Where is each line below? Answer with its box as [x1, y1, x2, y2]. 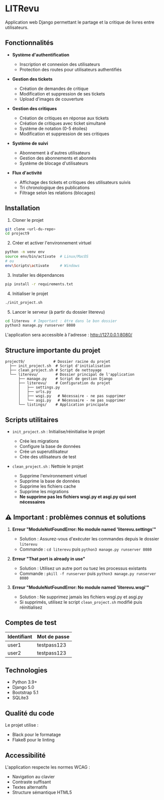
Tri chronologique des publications [19, 184, 90, 190]
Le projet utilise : [5, 722, 39, 728]
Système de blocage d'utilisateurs [19, 160, 89, 166]
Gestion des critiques [12, 105, 57, 111]
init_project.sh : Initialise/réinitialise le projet [12, 428, 105, 434]
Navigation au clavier [12, 774, 55, 779]
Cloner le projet [12, 217, 44, 223]
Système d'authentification [12, 52, 70, 58]
